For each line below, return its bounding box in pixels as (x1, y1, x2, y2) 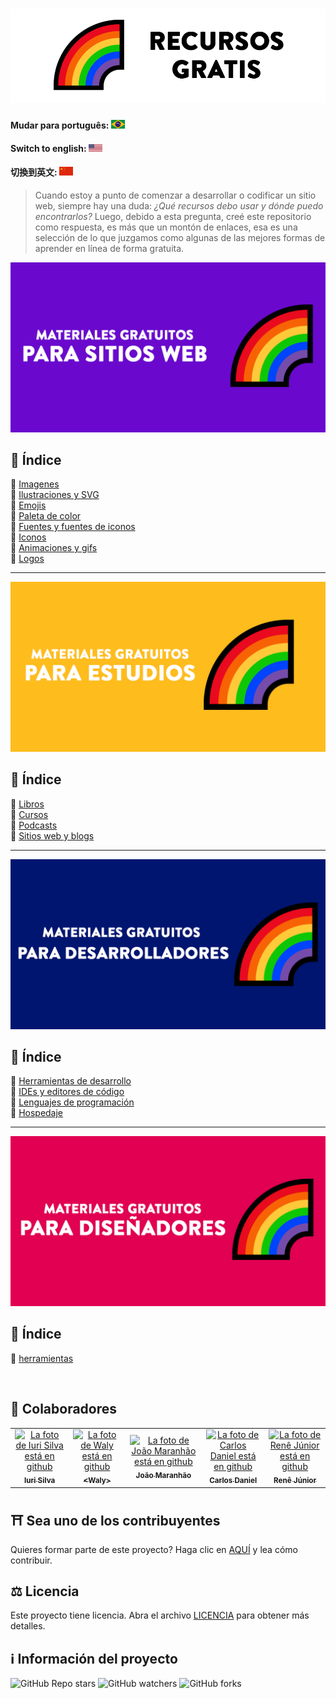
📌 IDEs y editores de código (10, 1086, 125, 1098)
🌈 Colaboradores (10, 1401, 118, 1418)
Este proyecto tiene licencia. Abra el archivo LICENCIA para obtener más (10, 1609, 310, 1622)
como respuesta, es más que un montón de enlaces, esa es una (34, 221, 298, 233)
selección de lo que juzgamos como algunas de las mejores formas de (34, 231, 326, 243)
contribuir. (10, 1554, 53, 1566)
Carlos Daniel (209, 1476, 258, 1486)
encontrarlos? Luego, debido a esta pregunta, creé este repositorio (34, 210, 312, 222)
